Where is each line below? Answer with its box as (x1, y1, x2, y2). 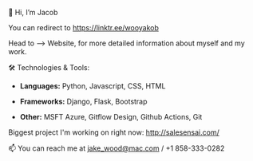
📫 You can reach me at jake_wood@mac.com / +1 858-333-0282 (8, 143, 225, 153)
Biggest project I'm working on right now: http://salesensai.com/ (8, 128, 219, 137)
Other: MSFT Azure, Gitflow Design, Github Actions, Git (19, 112, 203, 121)
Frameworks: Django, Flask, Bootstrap (19, 96, 148, 106)
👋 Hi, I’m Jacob (8, 8, 58, 17)
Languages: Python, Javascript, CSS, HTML (19, 81, 166, 91)
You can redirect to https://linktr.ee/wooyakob (8, 23, 160, 32)
